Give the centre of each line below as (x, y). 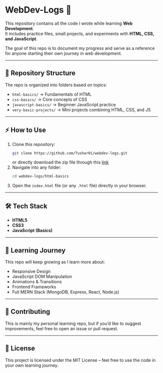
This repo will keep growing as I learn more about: (55, 262)
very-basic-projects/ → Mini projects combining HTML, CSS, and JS (81, 110)
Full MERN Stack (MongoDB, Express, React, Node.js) (66, 292)
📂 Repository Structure (40, 73)
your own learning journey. (32, 365)
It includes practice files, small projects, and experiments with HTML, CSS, (80, 33)
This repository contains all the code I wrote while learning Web (69, 23)
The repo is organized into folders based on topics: (56, 85)
